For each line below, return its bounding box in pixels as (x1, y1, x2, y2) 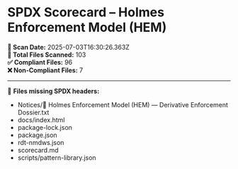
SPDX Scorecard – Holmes (7, 4, 165, 21)
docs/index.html (17, 115, 65, 124)
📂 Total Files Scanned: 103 (7, 50, 86, 59)
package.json (17, 131, 58, 139)
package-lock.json (17, 123, 73, 131)
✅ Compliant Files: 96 (7, 58, 73, 66)
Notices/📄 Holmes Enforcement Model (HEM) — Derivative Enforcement (17, 100, 229, 109)
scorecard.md (17, 146, 59, 154)
